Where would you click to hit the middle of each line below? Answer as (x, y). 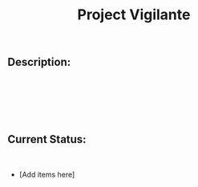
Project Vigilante (134, 15)
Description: (39, 62)
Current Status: (47, 139)
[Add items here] (47, 174)
